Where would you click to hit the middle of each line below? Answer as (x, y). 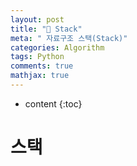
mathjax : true (40, 76)
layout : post (37, 19)
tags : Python (37, 57)
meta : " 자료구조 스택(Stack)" (69, 38)
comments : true (42, 66)
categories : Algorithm (57, 47)
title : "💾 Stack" (46, 29)
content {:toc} (53, 103)
